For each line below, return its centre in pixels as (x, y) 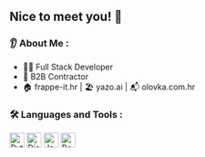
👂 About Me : (39, 44)
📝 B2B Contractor (56, 76)
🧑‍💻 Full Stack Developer (68, 67)
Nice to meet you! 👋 (66, 17)
